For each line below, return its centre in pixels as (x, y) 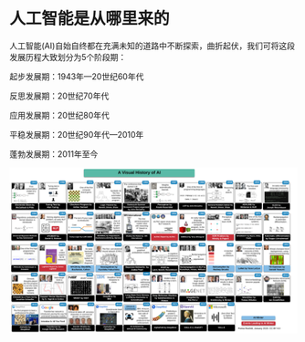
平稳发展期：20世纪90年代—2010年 (77, 134)
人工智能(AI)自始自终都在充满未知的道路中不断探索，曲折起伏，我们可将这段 (152, 46)
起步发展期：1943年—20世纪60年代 (77, 76)
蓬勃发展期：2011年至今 (54, 154)
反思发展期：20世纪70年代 (59, 96)
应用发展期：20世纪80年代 (59, 115)
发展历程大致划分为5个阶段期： (68, 57)
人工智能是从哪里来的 (90, 19)
